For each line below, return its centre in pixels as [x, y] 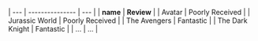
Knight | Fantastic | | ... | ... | [53, 29]
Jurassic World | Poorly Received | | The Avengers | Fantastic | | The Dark [128, 20]
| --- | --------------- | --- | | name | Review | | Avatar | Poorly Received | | [129, 12]
